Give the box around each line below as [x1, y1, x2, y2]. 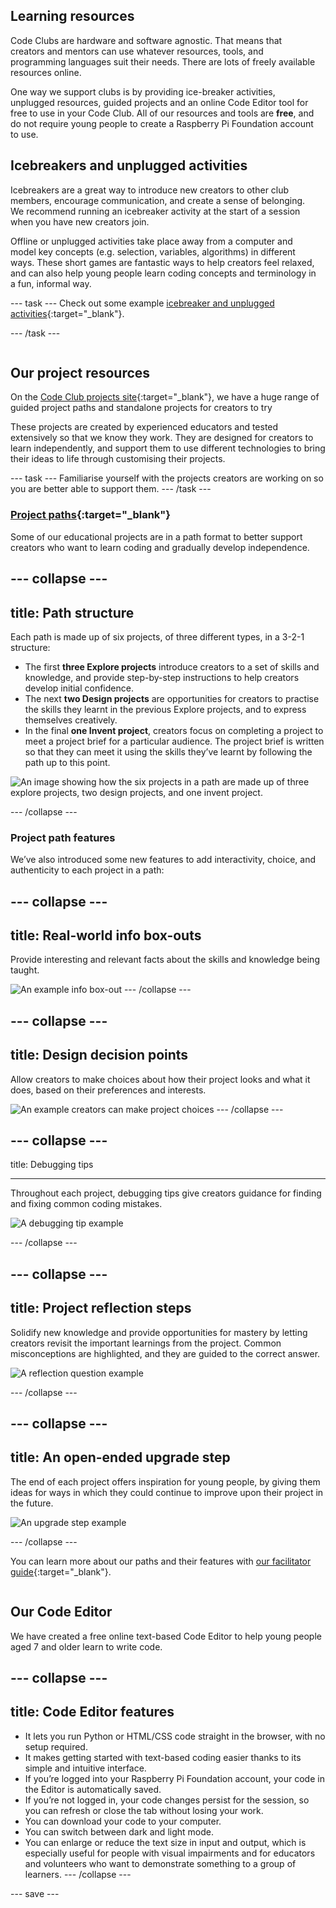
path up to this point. [24, 756, 111, 768]
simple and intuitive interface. [24, 1762, 147, 1774]
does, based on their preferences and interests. [10, 1084, 207, 1096]
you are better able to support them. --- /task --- [10, 483, 212, 495]
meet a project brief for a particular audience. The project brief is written [24, 735, 325, 747]
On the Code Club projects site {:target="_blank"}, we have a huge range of [10, 391, 320, 403]
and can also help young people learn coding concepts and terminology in [10, 267, 317, 279]
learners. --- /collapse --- [24, 1868, 132, 1880]
